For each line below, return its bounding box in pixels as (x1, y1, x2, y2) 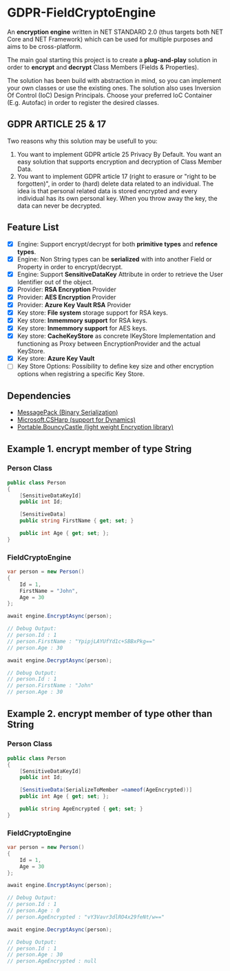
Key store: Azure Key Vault (17, 354, 95, 363)
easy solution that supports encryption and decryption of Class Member (17, 157, 222, 166)
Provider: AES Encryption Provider (17, 293, 116, 301)
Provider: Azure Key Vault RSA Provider (17, 300, 132, 308)
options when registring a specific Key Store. (17, 370, 145, 378)
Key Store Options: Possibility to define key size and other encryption (17, 362, 214, 371)
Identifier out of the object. (17, 277, 94, 286)
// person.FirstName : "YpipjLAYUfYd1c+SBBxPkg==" (7, 638, 156, 645)
